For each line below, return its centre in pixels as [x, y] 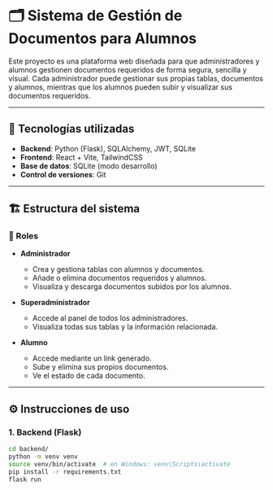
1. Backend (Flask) [45, 432]
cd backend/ [28, 449]
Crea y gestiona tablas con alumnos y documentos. [118, 269]
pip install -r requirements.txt [65, 472]
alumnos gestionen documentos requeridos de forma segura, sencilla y [128, 69]
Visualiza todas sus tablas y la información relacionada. [125, 327]
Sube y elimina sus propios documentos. [100, 367]
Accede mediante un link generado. [92, 358]
